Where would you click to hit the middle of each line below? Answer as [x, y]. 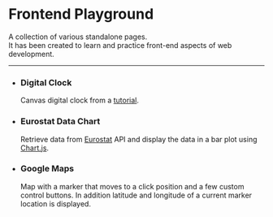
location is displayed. [56, 203]
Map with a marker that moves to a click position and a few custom [132, 186]
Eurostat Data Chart [60, 121]
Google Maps [47, 169]
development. [31, 54]
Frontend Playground [81, 14]
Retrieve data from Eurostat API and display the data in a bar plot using [139, 139]
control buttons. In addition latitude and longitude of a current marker [136, 195]
